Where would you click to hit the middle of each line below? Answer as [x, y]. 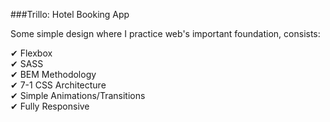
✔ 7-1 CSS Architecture [58, 85]
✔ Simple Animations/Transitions [78, 95]
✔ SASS [27, 63]
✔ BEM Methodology [53, 74]
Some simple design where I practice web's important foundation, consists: [165, 33]
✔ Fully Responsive [50, 106]
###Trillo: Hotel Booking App [70, 14]
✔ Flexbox [31, 53]
